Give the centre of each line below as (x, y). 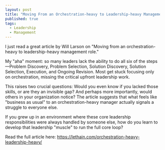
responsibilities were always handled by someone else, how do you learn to (82, 122)
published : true (22, 19)
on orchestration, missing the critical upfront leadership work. (68, 77)
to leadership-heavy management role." (59, 52)
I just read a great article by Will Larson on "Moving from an (65, 46)
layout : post (18, 10)
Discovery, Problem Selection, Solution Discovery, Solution (87, 66)
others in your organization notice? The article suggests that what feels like (81, 97)
